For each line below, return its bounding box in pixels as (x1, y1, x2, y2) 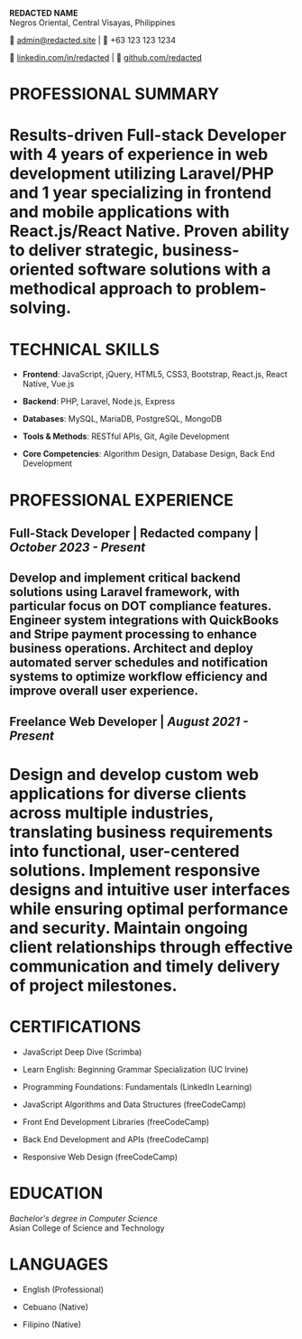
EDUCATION (9, 1183, 104, 1204)
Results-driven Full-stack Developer (9, 126, 287, 145)
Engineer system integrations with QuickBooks (9, 613, 279, 628)
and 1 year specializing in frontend (9, 182, 272, 203)
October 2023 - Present (9, 539, 146, 554)
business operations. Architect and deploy (9, 641, 254, 656)
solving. (9, 298, 72, 319)
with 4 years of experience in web (9, 144, 269, 165)
